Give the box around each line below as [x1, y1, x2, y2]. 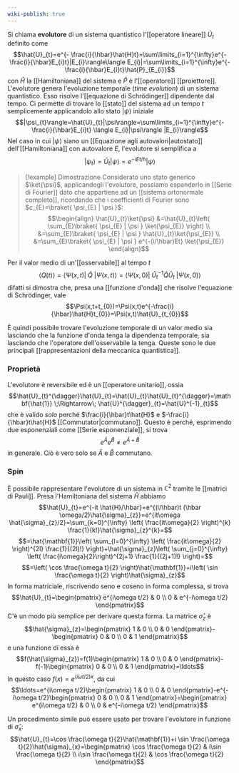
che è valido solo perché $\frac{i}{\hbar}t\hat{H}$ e [7, 410, 161, 419]
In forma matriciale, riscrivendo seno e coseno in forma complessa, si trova [7, 582, 229, 590]
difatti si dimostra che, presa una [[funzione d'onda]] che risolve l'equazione [7, 283, 233, 292]
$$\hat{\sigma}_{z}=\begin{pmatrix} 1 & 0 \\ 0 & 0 [24, 625, 170, 633]
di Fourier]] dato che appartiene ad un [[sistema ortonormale [24, 188, 204, 196]
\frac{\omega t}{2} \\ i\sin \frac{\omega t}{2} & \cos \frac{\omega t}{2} [15, 750, 225, 759]
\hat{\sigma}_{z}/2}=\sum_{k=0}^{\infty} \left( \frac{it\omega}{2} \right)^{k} [9, 518, 231, 527]
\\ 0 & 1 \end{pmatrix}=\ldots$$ [113, 662, 205, 671]
